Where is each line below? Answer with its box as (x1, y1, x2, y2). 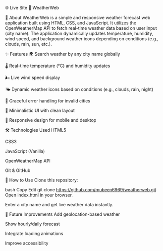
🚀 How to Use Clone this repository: (5, 177, 78, 183)
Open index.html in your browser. (5, 192, 73, 198)
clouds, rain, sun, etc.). (5, 41, 52, 47)
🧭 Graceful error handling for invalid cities (5, 98, 91, 104)
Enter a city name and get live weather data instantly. (5, 202, 113, 207)
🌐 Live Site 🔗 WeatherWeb (5, 5, 59, 10)
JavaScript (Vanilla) (5, 148, 45, 154)
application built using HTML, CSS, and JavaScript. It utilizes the (5, 20, 137, 26)
